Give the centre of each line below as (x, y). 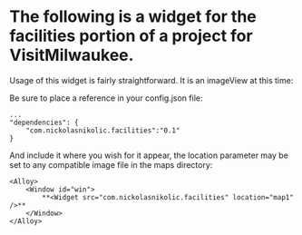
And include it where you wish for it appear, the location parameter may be (149, 155)
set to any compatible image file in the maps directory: (111, 164)
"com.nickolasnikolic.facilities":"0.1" (103, 130)
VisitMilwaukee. (72, 55)
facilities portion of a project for (131, 36)
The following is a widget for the (133, 17)
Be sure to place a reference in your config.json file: (106, 98)
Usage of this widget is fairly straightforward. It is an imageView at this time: (151, 80)
